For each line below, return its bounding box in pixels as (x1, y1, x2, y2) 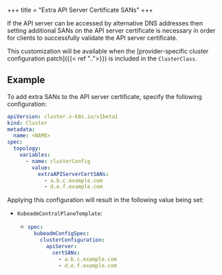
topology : (13, 145, 41, 152)
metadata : (7, 126, 36, 133)
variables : (19, 151, 51, 159)
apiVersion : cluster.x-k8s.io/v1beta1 (7, 113, 118, 120)
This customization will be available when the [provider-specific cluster (7, 47, 209, 55)
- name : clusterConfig (25, 157, 91, 164)
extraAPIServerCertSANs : (37, 170, 109, 177)
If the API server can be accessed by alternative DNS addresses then (7, 19, 203, 27)
